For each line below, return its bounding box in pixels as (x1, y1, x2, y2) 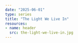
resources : (5, 21, 27, 26)
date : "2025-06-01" (5, 7, 45, 12)
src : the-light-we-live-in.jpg (9, 30, 74, 35)
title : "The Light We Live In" (5, 16, 69, 21)
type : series (5, 12, 32, 17)
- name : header (5, 26, 36, 31)
